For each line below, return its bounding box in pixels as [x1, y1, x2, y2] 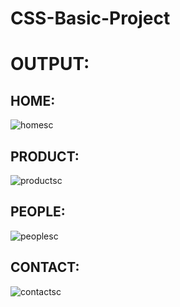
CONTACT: [10, 259, 80, 276]
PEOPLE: [10, 203, 66, 221]
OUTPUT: [10, 53, 90, 76]
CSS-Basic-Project [10, 7, 171, 30]
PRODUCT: [10, 148, 80, 165]
